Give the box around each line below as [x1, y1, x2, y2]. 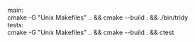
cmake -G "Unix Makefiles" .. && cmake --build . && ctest [7, 28, 174, 36]
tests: [7, 21, 23, 29]
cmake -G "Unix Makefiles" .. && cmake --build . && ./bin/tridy [7, 13, 189, 22]
